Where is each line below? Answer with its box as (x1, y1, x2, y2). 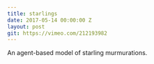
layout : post (7, 23, 45, 30)
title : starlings (7, 10, 58, 17)
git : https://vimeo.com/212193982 (7, 29, 108, 37)
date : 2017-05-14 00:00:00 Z (7, 17, 92, 24)
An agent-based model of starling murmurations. (7, 49, 148, 57)
